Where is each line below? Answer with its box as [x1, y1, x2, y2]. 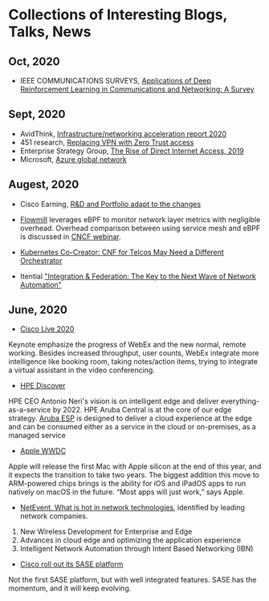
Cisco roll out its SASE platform [19, 559, 124, 569]
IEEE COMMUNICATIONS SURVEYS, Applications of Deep [19, 76, 211, 85]
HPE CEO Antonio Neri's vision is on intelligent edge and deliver [8, 396, 219, 406]
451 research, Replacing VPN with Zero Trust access [19, 137, 194, 147]
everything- [220, 396, 260, 406]
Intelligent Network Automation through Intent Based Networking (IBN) [19, 544, 254, 554]
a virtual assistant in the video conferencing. [8, 365, 155, 375]
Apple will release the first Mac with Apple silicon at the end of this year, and [8, 461, 262, 471]
